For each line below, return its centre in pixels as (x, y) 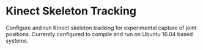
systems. (17, 40)
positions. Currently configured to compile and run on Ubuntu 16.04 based (99, 34)
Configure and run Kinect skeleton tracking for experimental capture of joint (101, 28)
